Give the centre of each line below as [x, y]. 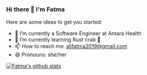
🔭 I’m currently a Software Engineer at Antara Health [78, 33]
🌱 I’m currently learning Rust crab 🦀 [58, 40]
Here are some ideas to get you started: [54, 22]
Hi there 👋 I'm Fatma [36, 9]
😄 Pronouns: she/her [40, 54]
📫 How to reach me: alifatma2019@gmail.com [71, 46]
